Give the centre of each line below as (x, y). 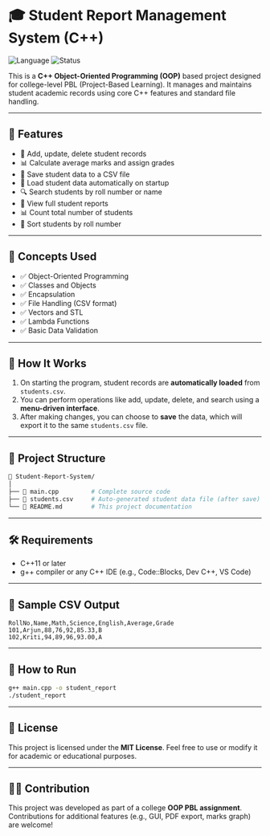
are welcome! (31, 825)
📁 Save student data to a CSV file (75, 174)
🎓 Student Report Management (117, 16)
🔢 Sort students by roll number (71, 224)
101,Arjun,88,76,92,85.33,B (55, 630)
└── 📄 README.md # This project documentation (100, 507)
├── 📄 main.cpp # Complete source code (90, 491)
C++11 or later (43, 564)
